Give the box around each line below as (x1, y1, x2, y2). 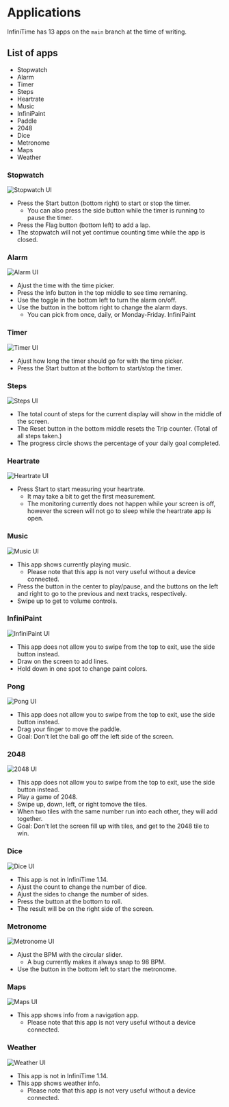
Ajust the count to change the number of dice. (16, 883, 147, 891)
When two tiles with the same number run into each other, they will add (16, 807, 217, 816)
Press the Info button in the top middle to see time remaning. (16, 289, 188, 297)
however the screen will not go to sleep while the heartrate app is (27, 507, 212, 515)
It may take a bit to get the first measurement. (27, 492, 156, 501)
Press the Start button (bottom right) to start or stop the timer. (16, 199, 191, 207)
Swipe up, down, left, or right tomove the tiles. (16, 800, 147, 809)
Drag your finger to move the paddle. (16, 725, 122, 733)
